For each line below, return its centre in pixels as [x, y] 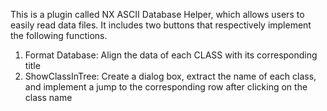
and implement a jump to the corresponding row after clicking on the [166, 87]
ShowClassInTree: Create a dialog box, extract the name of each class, [170, 76]
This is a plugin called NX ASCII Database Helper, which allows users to [157, 14]
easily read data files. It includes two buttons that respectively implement [161, 25]
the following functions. [59, 35]
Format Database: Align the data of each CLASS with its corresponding [171, 55]
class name [48, 97]
